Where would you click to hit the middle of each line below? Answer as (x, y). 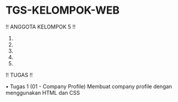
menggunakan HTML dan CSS (43, 93)
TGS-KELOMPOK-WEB (63, 10)
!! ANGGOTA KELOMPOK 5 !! (41, 27)
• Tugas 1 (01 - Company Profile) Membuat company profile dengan (89, 86)
